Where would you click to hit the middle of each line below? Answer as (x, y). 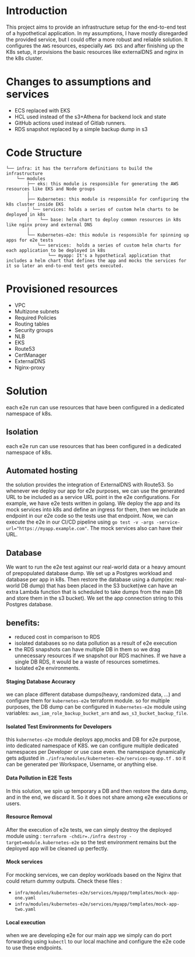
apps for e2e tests (30, 240)
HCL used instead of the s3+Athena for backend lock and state (90, 117)
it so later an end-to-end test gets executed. (65, 266)
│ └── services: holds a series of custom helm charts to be (103, 209)
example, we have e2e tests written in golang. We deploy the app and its (93, 503)
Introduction (37, 11)
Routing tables (32, 324)
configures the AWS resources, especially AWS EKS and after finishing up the (95, 46)
